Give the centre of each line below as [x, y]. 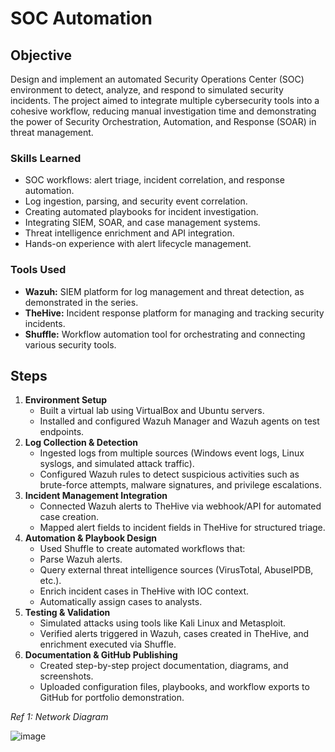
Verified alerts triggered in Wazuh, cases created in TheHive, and [174, 634]
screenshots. [66, 676]
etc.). [50, 581]
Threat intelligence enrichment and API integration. [129, 233]
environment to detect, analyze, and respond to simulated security [147, 90]
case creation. [69, 517]
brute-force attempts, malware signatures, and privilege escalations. [181, 485]
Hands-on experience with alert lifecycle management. [138, 244]
